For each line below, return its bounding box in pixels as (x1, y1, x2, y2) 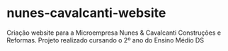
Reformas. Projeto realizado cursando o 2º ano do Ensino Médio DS (6, 35, 205, 44)
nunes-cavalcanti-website (6, 5, 166, 21)
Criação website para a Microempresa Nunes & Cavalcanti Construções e (6, 28, 221, 37)
